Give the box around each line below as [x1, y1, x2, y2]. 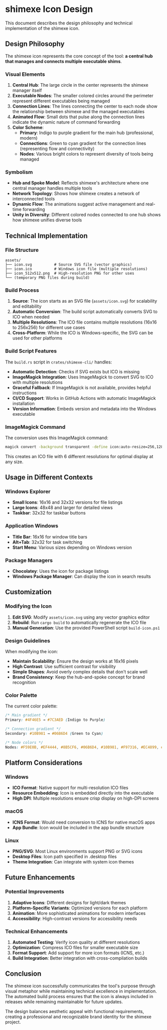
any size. [5, 459, 24, 465]
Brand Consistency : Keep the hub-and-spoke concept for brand [12, 674, 145, 680]
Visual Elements [5, 71, 45, 78]
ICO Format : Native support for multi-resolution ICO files [12, 785, 128, 791]
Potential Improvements [5, 888, 65, 895]
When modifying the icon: [5, 649, 58, 655]
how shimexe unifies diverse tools [12, 217, 82, 223]
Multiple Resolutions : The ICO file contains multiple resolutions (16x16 [12, 319, 157, 325]
